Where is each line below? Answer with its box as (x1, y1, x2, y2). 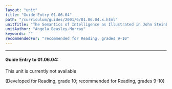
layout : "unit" (5, 7, 38, 13)
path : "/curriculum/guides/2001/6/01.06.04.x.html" (5, 17, 118, 22)
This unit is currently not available (5, 68, 77, 74)
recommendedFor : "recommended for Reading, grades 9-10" (5, 36, 130, 41)
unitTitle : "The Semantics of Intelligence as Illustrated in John (5, 21, 153, 27)
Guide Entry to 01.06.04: (5, 57, 59, 63)
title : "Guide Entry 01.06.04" (5, 12, 72, 17)
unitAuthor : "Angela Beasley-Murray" (5, 27, 86, 32)
